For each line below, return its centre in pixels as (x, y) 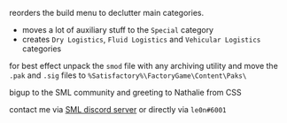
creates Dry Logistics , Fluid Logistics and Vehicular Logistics (141, 39)
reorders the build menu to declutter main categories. (107, 13)
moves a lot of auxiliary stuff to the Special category (118, 30)
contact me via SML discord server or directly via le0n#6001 (118, 109)
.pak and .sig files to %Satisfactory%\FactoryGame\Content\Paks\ (128, 75)
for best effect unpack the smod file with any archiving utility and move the (144, 66)
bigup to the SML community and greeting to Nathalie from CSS (125, 92)
